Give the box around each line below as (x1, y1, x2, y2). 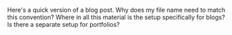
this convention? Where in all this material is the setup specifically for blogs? (7, 13, 225, 21)
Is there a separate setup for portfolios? (7, 21, 120, 28)
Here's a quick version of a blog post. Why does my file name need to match (7, 6, 226, 14)
